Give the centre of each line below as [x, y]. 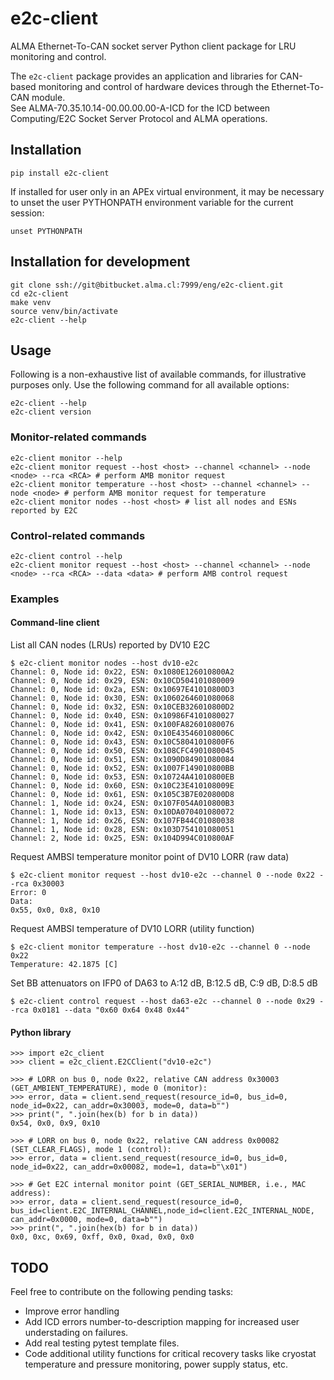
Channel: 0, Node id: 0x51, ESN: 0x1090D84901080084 [122, 760]
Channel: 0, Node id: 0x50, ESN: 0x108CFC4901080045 [122, 751]
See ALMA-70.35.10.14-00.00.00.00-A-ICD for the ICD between [140, 108]
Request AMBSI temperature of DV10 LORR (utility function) [132, 929]
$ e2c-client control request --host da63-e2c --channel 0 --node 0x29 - [167, 1002]
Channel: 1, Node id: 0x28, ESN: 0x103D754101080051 [122, 830]
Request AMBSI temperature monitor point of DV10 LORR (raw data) [150, 857]
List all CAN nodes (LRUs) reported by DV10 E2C [110, 645]
